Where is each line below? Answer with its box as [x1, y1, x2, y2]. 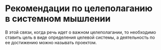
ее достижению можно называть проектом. [5, 39, 97, 45]
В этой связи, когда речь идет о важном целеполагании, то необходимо [5, 29, 156, 35]
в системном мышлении [5, 13, 111, 24]
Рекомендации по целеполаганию [5, 3, 153, 14]
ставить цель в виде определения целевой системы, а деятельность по [5, 34, 155, 40]
